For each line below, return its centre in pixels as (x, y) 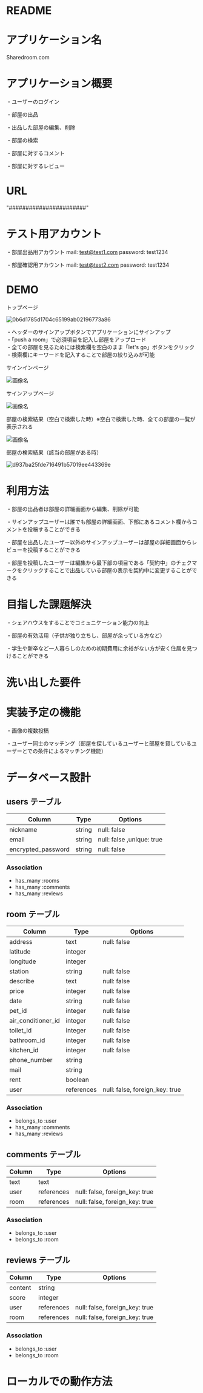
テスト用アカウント (54, 234)
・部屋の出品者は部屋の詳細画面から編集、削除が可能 (73, 509)
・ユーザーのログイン (33, 102)
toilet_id (21, 1030)
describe (22, 981)
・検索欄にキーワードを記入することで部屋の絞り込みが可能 (81, 355)
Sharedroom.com (28, 58)
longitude (23, 961)
